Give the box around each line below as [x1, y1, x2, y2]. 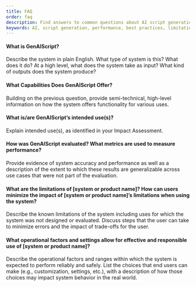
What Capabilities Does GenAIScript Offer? [6, 82, 113, 89]
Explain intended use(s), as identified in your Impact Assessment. [6, 127, 163, 134]
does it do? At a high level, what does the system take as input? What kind [6, 62, 184, 69]
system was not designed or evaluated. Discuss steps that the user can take [6, 217, 190, 224]
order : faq [6, 14, 33, 20]
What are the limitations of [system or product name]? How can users [6, 185, 178, 192]
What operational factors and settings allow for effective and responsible [6, 236, 187, 243]
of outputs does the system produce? [6, 68, 96, 75]
